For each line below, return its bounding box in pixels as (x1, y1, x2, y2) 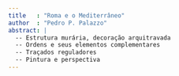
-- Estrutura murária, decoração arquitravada (15, 33, 171, 42)
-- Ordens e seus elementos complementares (15, 41, 160, 49)
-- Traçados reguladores (15, 48, 97, 56)
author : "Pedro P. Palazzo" (8, 19, 108, 27)
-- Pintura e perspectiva (15, 56, 101, 64)
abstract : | (8, 26, 47, 34)
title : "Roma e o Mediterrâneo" (8, 11, 125, 20)
